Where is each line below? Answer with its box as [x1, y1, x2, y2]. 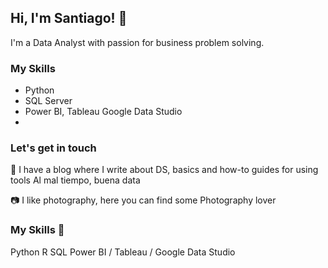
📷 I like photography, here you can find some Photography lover [10, 194, 277, 206]
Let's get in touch [10, 141, 97, 155]
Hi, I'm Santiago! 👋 [10, 10, 128, 27]
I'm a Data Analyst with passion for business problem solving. [10, 36, 265, 48]
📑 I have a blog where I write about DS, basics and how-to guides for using [10, 164, 319, 176]
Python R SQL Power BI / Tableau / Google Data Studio [10, 246, 236, 258]
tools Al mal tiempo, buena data [10, 174, 141, 186]
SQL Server [24, 95, 73, 107]
